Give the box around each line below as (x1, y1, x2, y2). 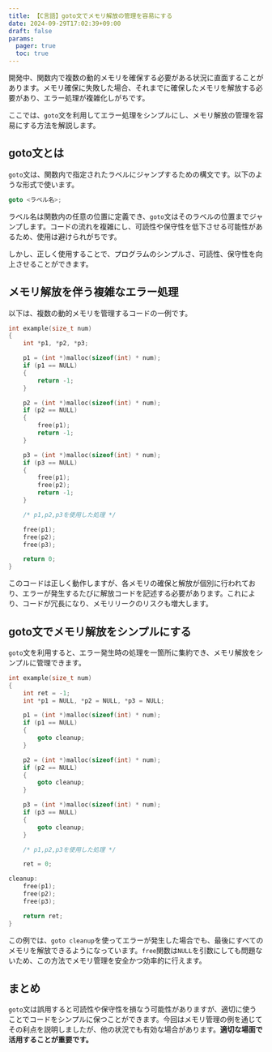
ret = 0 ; (23, 860, 53, 868)
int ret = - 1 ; (23, 689, 70, 697)
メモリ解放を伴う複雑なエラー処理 (8, 285, 179, 299)
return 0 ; (23, 555, 57, 563)
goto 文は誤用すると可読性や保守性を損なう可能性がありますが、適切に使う (8, 1004, 257, 1014)
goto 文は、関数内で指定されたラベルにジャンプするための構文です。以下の (8, 169, 257, 179)
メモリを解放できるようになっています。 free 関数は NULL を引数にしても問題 (8, 945, 256, 955)
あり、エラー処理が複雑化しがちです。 (22, 93, 150, 102)
